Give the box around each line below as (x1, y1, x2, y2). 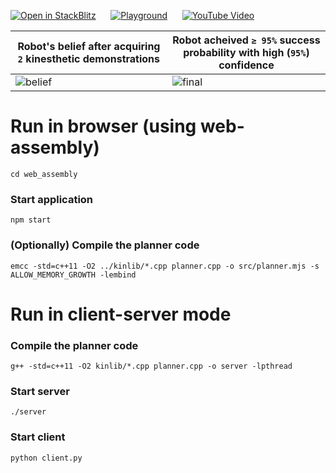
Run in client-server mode (10, 303, 232, 325)
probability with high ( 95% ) (183, 46, 310, 59)
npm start (10, 215, 52, 225)
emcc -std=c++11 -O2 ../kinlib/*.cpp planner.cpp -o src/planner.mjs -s (10, 261, 320, 271)
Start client (10, 430, 66, 444)
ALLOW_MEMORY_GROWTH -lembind (10, 270, 137, 280)
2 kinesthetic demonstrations (17, 52, 161, 65)
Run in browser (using (10, 115, 197, 138)
